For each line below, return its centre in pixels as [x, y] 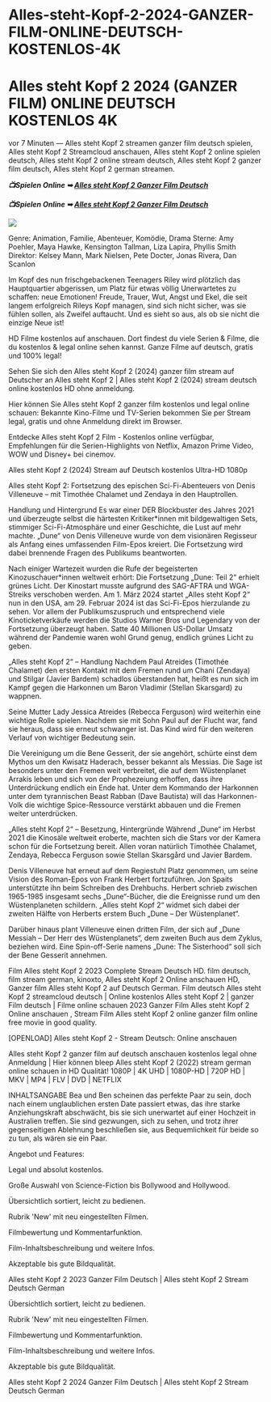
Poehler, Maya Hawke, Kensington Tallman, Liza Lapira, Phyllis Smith [122, 247]
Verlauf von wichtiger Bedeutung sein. [72, 737]
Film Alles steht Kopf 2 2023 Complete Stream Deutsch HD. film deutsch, [130, 971]
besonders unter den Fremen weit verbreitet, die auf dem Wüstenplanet [127, 771]
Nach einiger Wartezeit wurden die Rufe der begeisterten [103, 569]
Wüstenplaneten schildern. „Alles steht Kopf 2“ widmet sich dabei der [124, 905]
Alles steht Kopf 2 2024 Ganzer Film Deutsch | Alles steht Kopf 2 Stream [128, 1383]
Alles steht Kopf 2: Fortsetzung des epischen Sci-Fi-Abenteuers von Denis [132, 486]
